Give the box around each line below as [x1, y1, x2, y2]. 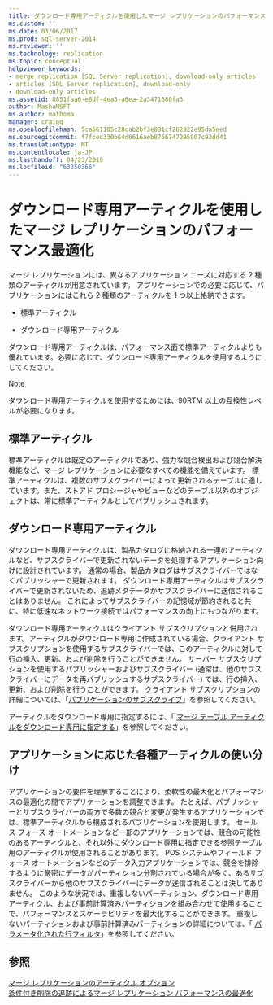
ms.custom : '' [8, 20, 57, 28]
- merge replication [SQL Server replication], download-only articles [8, 72, 256, 81]
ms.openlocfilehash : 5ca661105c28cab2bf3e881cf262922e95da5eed [8, 125, 227, 133]
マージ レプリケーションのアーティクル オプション [8, 978, 175, 988]
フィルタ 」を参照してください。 [71, 929, 179, 938]
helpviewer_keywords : [8, 65, 82, 73]
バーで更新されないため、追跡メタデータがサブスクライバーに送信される [15, 585, 258, 595]
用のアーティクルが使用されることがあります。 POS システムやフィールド [8, 847, 253, 857]
